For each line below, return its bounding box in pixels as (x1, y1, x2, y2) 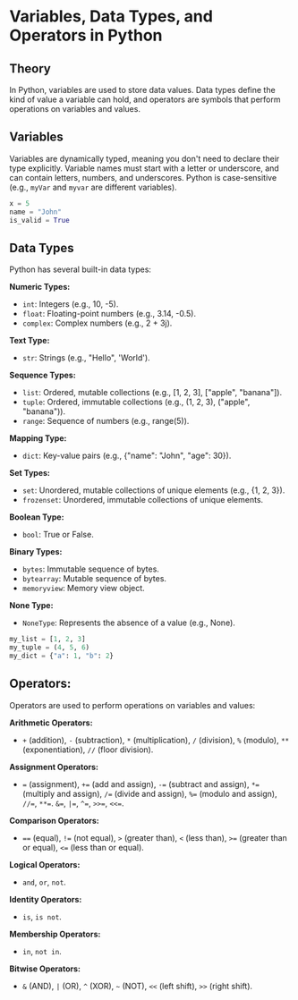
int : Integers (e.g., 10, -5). (21, 299, 119, 309)
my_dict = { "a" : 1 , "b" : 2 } (9, 651, 115, 660)
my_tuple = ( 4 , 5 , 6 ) (9, 643, 90, 652)
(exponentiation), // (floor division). (21, 744, 154, 755)
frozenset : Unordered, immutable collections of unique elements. (21, 495, 264, 505)
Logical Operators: (9, 859, 81, 869)
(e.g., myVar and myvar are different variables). (9, 182, 177, 192)
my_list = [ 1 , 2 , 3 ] (9, 635, 87, 644)
